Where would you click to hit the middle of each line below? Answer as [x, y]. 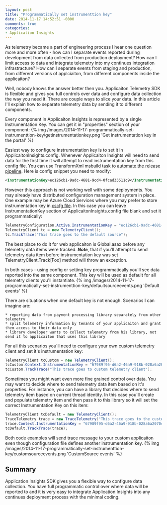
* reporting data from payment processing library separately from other [83, 315]
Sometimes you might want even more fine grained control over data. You [81, 379]
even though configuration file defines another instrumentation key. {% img [82, 443]
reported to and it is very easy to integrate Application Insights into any [78, 492]
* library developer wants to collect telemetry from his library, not [81, 332]
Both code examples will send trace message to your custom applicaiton [80, 438]
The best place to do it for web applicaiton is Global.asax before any [75, 244]
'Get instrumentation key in [129, 135]
